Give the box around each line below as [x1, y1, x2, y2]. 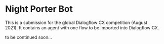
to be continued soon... [5, 34, 52, 40]
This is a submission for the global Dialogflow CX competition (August [5, 20, 148, 25]
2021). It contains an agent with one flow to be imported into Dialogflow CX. [5, 24, 159, 30]
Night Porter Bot [5, 3, 73, 15]
